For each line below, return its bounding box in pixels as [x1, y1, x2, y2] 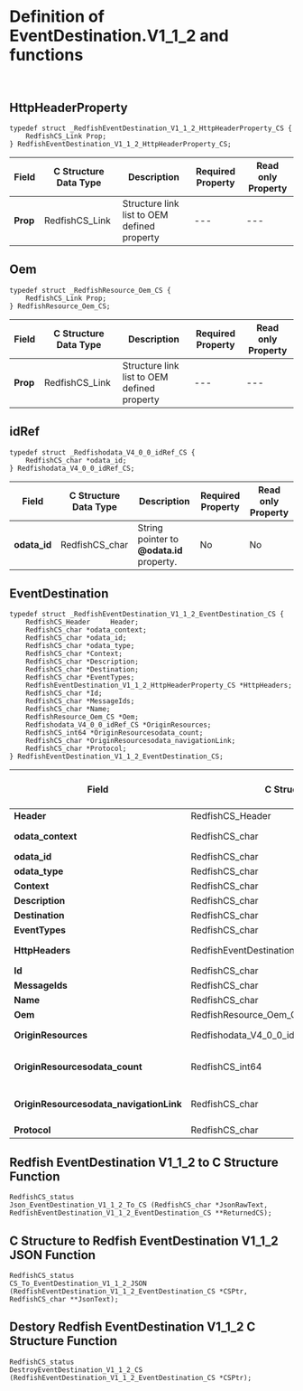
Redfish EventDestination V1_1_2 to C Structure [9, 1154, 280, 1170]
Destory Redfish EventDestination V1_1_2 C [9, 1320, 256, 1335]
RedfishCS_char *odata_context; [25, 625, 147, 634]
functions [9, 45, 84, 65]
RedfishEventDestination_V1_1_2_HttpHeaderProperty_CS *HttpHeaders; [25, 681, 293, 691]
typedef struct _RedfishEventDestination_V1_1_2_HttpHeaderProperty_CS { [9, 124, 293, 133]
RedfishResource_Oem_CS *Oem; [25, 712, 140, 722]
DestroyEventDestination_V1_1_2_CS [9, 1365, 143, 1375]
